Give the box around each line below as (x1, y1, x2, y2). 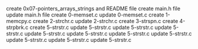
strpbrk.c (6, 24, 28, 31)
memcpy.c (6, 18, 32, 24)
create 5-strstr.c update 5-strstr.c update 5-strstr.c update (29, 24, 172, 31)
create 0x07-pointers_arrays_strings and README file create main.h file (6, 5, 181, 12)
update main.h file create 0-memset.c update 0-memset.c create (6, 11, 164, 18)
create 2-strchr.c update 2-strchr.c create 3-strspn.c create (33, 18, 178, 24)
